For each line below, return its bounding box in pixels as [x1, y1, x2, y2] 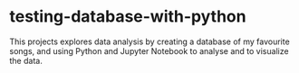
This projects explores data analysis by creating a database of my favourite [9, 36, 290, 47]
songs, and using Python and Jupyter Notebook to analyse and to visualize [9, 45, 289, 56]
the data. [9, 55, 43, 66]
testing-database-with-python [9, 6, 246, 27]
